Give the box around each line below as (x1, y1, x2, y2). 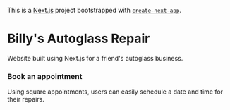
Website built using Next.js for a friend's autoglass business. (7, 54, 183, 62)
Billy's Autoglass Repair (7, 31, 150, 47)
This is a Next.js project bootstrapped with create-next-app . (7, 6, 182, 14)
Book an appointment (7, 71, 83, 81)
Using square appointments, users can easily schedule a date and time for (7, 87, 224, 96)
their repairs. (7, 95, 44, 104)
